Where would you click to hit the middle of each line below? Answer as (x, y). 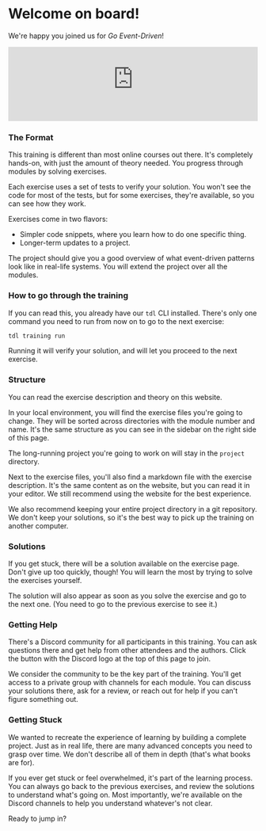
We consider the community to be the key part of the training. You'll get (125, 674)
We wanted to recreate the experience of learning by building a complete (127, 737)
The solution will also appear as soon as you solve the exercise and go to (127, 596)
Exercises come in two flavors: (58, 219)
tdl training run (37, 336)
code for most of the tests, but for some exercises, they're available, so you (131, 196)
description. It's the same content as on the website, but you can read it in (129, 485)
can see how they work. (47, 204)
